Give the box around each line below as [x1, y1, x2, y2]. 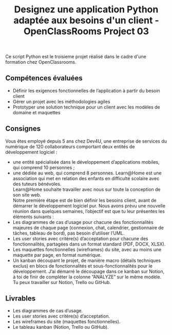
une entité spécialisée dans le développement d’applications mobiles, [12, 158, 160, 165]
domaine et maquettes [12, 109, 61, 115]
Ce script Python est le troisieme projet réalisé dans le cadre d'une [5, 53, 146, 60]
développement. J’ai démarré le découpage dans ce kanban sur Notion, [12, 268, 165, 274]
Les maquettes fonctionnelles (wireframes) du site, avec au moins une [12, 246, 162, 253]
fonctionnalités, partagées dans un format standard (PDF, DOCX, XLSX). [12, 241, 166, 247]
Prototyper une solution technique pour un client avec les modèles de [12, 104, 160, 110]
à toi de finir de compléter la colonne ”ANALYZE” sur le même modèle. [12, 274, 162, 280]
